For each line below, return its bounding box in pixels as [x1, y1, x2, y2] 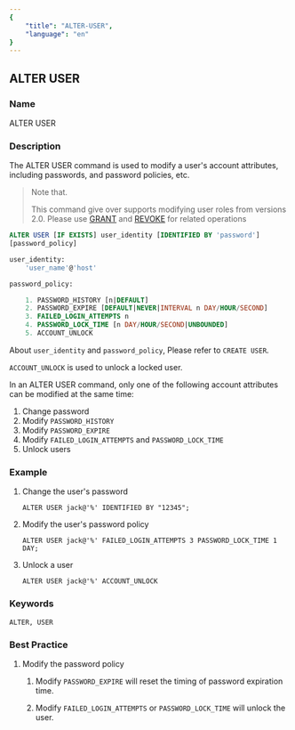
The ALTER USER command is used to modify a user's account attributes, [9, 160, 279, 171]
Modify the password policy [21, 658, 124, 669]
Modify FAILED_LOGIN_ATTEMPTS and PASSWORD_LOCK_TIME [21, 434, 224, 445]
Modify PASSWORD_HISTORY [21, 415, 115, 426]
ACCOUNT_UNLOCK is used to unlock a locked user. [9, 361, 183, 372]
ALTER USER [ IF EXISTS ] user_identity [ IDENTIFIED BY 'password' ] [9, 231, 260, 240]
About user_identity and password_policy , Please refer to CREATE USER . [9, 345, 269, 355]
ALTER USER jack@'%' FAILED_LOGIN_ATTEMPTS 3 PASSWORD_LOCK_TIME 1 [21, 536, 277, 546]
